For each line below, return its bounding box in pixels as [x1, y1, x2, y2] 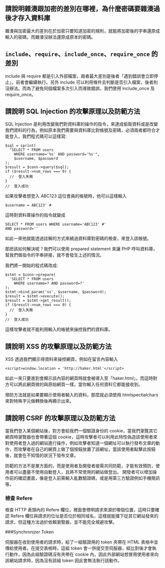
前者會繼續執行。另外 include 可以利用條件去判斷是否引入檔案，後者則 [15, 79, 158, 85]
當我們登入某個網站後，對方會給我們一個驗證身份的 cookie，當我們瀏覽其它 [5, 428, 158, 434]
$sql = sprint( [5, 143, 36, 149]
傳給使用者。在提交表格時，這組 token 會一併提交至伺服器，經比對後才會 [5, 545, 152, 551]
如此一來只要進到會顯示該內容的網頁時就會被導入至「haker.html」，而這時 [5, 375, 153, 381]
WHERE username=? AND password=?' [14, 281, 84, 286]
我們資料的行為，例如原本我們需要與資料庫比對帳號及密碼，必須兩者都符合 [5, 127, 156, 133]
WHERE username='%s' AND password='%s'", [14, 152, 100, 157]
